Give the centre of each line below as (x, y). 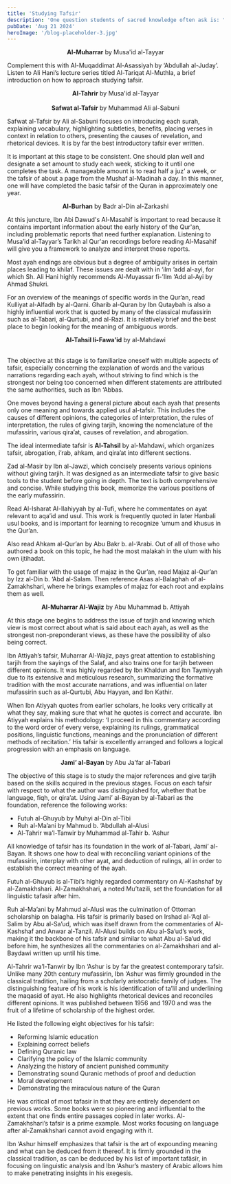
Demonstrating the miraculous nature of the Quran (88, 1088)
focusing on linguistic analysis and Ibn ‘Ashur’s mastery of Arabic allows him (115, 1166)
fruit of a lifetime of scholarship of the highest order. (81, 1010)
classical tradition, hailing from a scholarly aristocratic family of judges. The (114, 981)
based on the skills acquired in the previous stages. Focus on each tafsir (110, 783)
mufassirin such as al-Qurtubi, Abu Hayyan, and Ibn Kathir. (90, 692)
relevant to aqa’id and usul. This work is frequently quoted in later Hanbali (112, 516)
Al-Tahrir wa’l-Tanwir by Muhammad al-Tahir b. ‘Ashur (93, 833)
